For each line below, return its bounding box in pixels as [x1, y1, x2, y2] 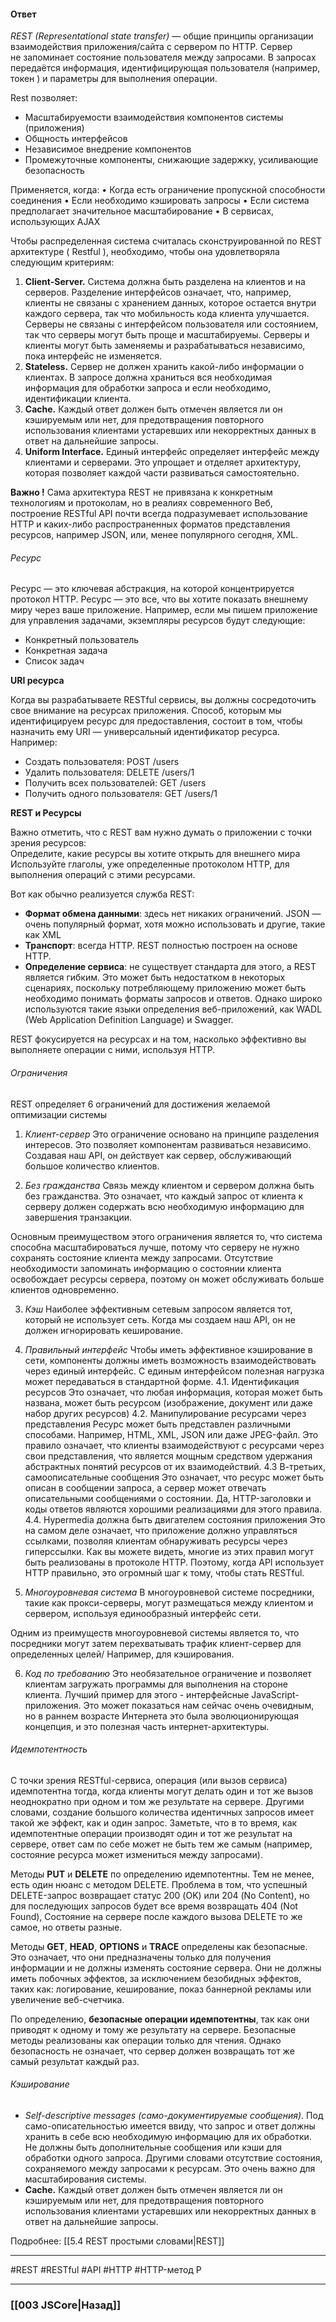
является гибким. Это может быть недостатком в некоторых [24, 971, 286, 984]
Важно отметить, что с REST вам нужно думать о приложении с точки [10, 826, 313, 839]
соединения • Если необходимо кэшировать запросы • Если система [10, 195, 310, 207]
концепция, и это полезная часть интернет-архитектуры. [24, 1720, 270, 1732]
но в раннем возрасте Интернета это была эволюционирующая [24, 1710, 299, 1722]
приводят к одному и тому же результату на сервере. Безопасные [10, 2023, 297, 2035]
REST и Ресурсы [10, 807, 82, 819]
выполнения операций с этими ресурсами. [10, 869, 196, 881]
